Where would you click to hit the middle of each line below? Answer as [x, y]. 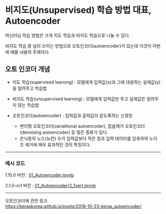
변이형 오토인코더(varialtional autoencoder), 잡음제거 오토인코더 [82, 126]
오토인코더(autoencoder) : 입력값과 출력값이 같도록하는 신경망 [72, 115]
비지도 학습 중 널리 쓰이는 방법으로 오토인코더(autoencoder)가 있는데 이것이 [78, 46]
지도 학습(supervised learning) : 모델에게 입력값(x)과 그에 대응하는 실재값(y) [86, 82]
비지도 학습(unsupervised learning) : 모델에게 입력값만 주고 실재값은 [79, 99]
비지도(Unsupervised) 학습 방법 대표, [78, 10]
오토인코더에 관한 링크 [26, 201]
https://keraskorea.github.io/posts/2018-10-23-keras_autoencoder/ [73, 207]
